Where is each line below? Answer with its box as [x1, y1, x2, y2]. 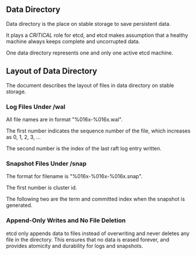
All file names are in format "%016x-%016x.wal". [6, 115, 123, 123]
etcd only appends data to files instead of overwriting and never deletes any [6, 230, 190, 237]
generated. [6, 202, 33, 209]
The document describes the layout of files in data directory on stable [6, 81, 174, 89]
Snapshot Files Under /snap [6, 159, 87, 168]
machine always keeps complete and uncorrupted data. [6, 38, 140, 45]
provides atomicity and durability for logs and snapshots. [6, 242, 143, 249]
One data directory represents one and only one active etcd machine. [6, 49, 174, 56]
